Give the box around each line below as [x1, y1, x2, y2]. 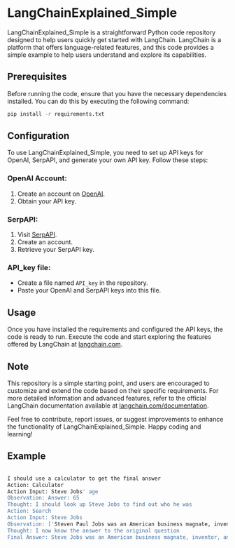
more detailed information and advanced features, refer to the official [7, 394, 206, 402]
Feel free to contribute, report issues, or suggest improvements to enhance [7, 415, 224, 423]
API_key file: [7, 262, 51, 272]
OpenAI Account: [7, 173, 68, 183]
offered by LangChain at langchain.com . [7, 340, 123, 349]
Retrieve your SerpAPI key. [17, 246, 94, 254]
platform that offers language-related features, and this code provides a [7, 43, 215, 51]
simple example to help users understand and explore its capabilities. [7, 51, 207, 59]
